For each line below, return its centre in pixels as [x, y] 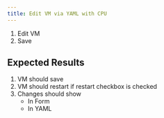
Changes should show [49, 94]
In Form [39, 101]
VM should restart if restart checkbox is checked [87, 87]
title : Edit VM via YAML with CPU [57, 14]
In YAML [40, 109]
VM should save [40, 79]
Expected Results [46, 63]
